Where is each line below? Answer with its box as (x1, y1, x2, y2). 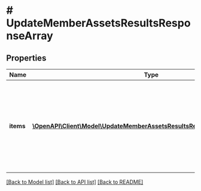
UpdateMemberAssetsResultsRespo (6, 16, 191, 30)
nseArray (6, 29, 54, 43)
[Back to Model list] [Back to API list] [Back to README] (6, 178, 144, 186)
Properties (6, 53, 47, 63)
